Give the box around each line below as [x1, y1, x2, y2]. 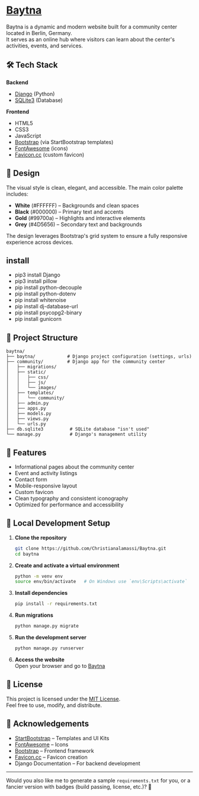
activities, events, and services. [6, 42, 83, 49]
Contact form [14, 476, 47, 483]
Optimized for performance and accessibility [14, 501, 124, 508]
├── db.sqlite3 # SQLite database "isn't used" [6, 426, 150, 432]
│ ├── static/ [6, 369, 46, 375]
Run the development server [14, 634, 87, 641]
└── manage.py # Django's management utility [6, 431, 147, 438]
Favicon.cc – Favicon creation [14, 753, 88, 760]
